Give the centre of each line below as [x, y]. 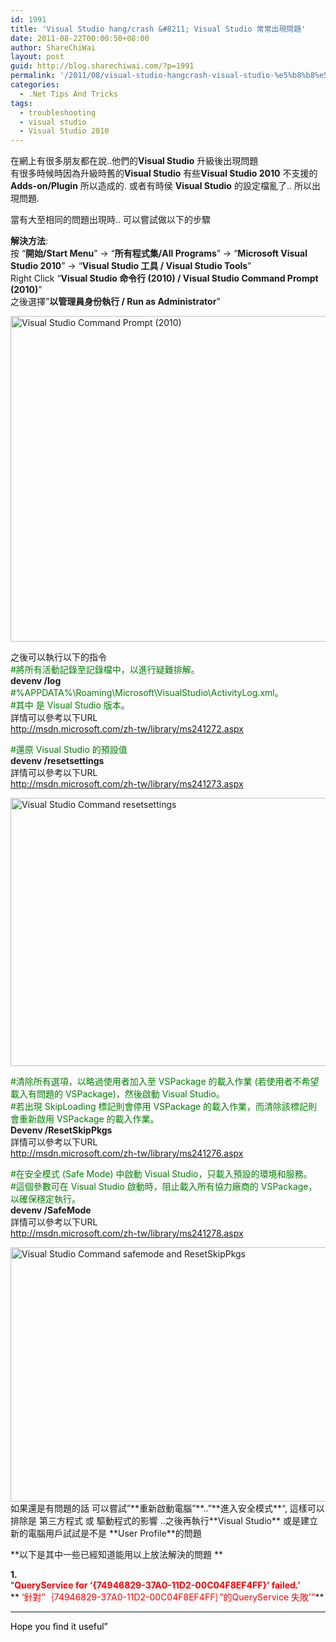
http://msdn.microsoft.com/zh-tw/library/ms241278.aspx [127, 1233]
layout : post [37, 57]
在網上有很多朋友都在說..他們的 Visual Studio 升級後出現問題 [134, 161]
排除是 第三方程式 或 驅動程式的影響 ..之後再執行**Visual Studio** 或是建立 [164, 1521]
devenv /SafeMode [51, 1210]
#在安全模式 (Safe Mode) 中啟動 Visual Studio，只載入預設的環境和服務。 [161, 1174]
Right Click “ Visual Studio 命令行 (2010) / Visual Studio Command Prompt [164, 278]
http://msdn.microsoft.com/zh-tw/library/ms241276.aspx [127, 1153]
